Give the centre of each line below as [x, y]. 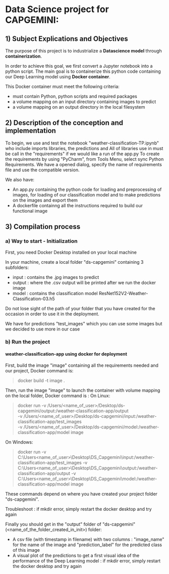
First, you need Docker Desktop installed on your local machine [71, 252]
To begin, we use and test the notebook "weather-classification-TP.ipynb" [82, 143]
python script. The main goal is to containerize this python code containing [83, 71]
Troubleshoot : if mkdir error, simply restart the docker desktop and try [79, 509]
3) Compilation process [43, 227]
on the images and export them [45, 200]
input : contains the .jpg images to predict [56, 277]
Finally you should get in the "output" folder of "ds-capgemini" [70, 524]
